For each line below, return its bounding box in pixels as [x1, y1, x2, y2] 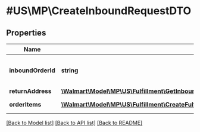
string [61, 66, 79, 75]
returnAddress [9, 87, 52, 95]
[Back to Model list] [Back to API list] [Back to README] [6, 120, 143, 126]
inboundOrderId [9, 66, 55, 75]
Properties [6, 28, 46, 38]
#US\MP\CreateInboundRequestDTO [6, 4, 192, 18]
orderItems [9, 101, 42, 108]
